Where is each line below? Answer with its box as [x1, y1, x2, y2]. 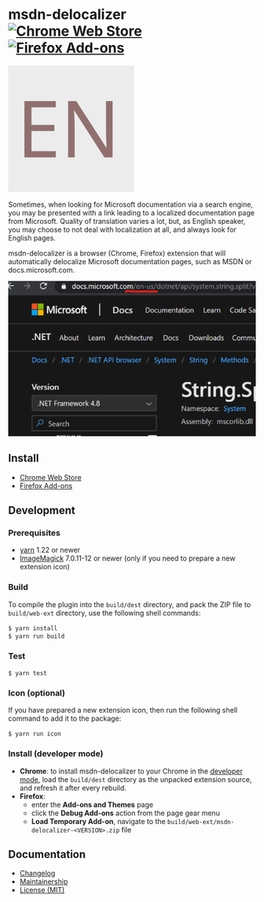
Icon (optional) [8, 688, 65, 699]
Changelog [19, 869, 56, 878]
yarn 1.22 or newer [19, 546, 81, 555]
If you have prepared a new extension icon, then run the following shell [8, 706, 238, 715]
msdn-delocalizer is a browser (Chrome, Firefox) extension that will [8, 248, 226, 258]
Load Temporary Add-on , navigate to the [31, 816, 167, 826]
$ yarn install [8, 624, 58, 632]
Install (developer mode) [8, 748, 104, 759]
